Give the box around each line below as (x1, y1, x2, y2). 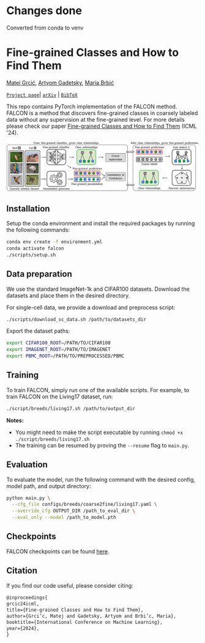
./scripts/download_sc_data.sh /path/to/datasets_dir (6, 316, 147, 323)
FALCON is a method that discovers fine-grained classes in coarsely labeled (6, 109, 198, 117)
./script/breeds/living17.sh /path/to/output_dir (6, 405, 136, 412)
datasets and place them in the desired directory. (6, 291, 130, 299)
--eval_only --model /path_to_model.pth (12, 515, 116, 521)
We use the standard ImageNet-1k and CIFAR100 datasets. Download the (6, 285, 190, 293)
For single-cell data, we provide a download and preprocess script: (6, 304, 176, 311)
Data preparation (6, 269, 72, 280)
